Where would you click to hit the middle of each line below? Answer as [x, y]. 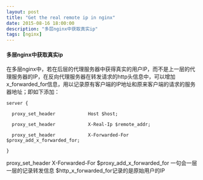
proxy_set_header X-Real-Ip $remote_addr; [81, 125]
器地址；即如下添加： [33, 92]
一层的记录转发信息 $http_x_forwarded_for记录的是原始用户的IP [86, 171]
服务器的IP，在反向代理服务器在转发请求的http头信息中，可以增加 [93, 77]
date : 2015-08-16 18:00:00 [40, 23]
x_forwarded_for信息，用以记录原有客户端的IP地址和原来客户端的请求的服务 [101, 84]
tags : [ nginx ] [24, 35]
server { [17, 104]
